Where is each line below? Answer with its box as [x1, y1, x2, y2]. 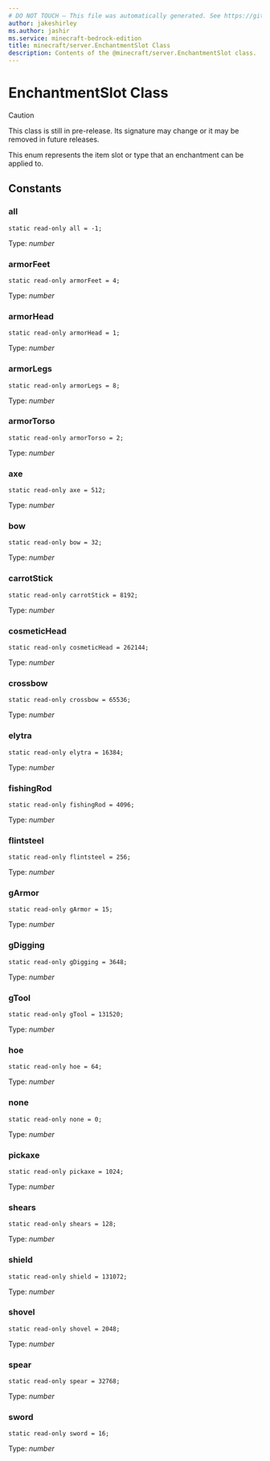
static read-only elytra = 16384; [8, 749, 125, 757]
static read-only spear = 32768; [8, 1377, 121, 1385]
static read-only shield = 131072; [8, 1272, 128, 1281]
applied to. [8, 158, 44, 168]
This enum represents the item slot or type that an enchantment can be [8, 150, 244, 159]
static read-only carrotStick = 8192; [8, 591, 138, 599]
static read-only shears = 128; [8, 1220, 117, 1229]
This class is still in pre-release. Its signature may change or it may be [8, 125, 239, 135]
